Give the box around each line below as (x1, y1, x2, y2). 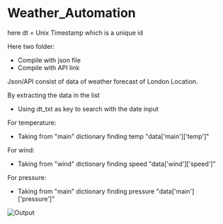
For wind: (7, 145, 35, 154)
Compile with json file (17, 55, 81, 65)
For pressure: (7, 173, 47, 181)
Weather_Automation (7, 5, 136, 21)
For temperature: (7, 118, 57, 127)
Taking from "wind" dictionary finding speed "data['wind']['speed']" (17, 159, 216, 168)
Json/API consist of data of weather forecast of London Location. (7, 77, 198, 86)
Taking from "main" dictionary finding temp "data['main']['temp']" (17, 132, 210, 140)
